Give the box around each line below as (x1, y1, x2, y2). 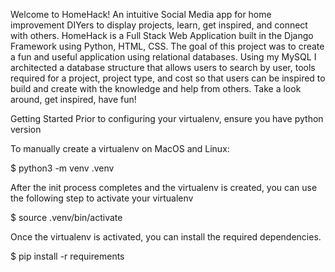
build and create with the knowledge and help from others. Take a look (10, 83, 302, 94)
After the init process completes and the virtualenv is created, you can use (10, 182, 318, 193)
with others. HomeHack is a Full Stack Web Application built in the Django (10, 30, 314, 41)
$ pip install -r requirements (10, 250, 125, 262)
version (10, 124, 42, 135)
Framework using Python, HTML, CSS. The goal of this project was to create (10, 40, 325, 52)
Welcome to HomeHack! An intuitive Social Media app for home (10, 9, 272, 20)
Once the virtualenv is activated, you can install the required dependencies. (10, 231, 322, 243)
